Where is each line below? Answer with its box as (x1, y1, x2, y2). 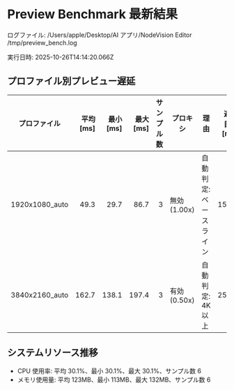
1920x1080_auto (10, 199, 69, 209)
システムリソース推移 (7, 347, 99, 359)
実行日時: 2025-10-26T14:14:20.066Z (7, 53, 114, 61)
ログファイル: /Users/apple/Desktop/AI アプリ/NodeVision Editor (7, 31, 193, 39)
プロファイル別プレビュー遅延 (7, 75, 136, 87)
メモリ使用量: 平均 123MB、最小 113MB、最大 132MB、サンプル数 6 (17, 375, 211, 384)
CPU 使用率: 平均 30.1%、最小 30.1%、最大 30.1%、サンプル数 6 (17, 366, 202, 375)
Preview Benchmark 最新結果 (7, 6, 178, 22)
